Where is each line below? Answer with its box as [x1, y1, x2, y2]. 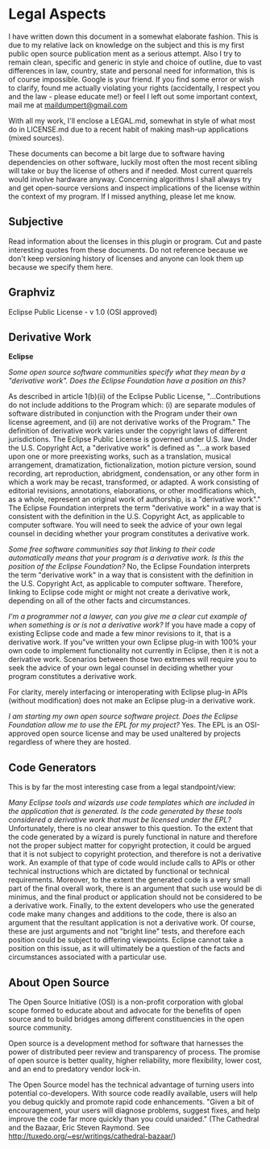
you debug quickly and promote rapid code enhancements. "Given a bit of [8, 1097, 255, 1106]
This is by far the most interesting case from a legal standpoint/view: [8, 782, 236, 792]
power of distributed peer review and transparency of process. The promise [8, 1047, 260, 1056]
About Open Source [8, 975, 110, 989]
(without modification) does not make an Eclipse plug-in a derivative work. [8, 696, 255, 706]
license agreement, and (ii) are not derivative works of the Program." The [8, 417, 251, 427]
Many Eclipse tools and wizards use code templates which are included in [8, 798, 255, 807]
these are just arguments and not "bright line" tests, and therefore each [8, 926, 246, 937]
